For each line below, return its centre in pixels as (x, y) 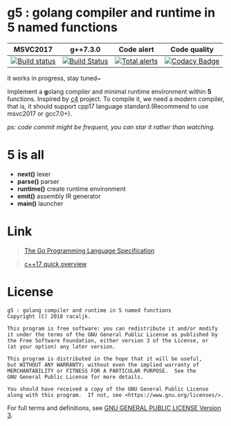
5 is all (26, 155)
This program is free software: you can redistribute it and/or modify (112, 328)
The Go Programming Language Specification (89, 250)
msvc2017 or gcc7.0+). (40, 113)
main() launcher (40, 203)
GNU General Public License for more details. (75, 377)
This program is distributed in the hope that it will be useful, (105, 359)
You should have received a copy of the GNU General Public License (108, 389)
